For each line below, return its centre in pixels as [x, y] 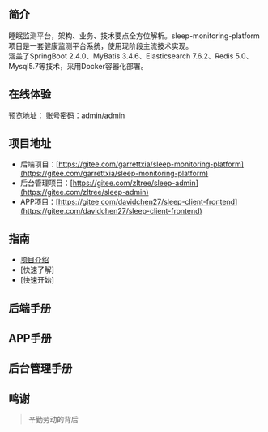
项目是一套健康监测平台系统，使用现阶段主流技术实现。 [100, 45]
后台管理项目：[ [46, 183]
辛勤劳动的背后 [53, 420]
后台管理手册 [40, 368]
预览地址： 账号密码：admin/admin [67, 115]
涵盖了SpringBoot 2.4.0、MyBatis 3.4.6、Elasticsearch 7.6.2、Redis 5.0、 [131, 56]
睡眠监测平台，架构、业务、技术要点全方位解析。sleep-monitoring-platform [134, 36]
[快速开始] [37, 280]
